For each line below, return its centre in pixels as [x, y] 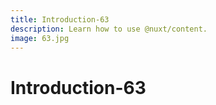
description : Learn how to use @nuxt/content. [109, 29]
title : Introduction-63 [60, 19]
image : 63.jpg [40, 38]
